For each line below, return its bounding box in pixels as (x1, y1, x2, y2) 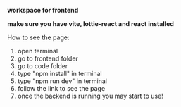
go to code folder (17, 62, 68, 70)
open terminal (17, 47, 58, 55)
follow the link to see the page (17, 84, 106, 92)
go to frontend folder (17, 54, 79, 63)
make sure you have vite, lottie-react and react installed (7, 20, 175, 27)
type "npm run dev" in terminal (17, 77, 108, 85)
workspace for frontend (7, 6, 79, 14)
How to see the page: (7, 33, 70, 42)
